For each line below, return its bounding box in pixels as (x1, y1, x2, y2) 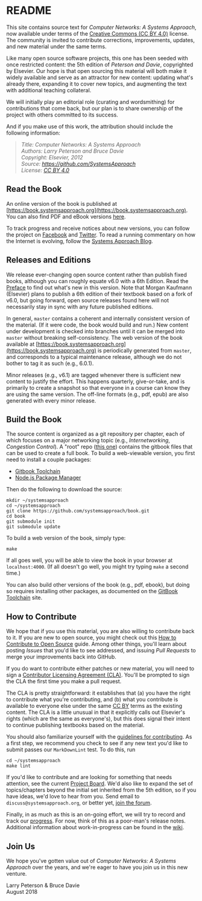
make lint (6, 763, 31, 769)
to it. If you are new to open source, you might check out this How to (6, 634, 177, 642)
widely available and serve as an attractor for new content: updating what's (6, 74, 194, 81)
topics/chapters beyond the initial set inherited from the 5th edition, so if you (6, 786, 197, 794)
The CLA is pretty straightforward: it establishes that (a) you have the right (6, 689, 191, 697)
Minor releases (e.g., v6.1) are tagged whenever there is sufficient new (6, 371, 181, 378)
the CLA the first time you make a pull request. (6, 678, 122, 685)
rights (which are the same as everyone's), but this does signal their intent (6, 715, 191, 722)
